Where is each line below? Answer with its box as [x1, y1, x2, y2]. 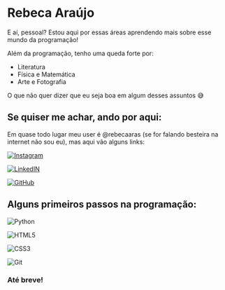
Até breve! [7, 275, 44, 285]
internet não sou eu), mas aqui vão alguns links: [7, 137, 145, 146]
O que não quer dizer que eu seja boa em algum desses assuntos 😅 [7, 91, 204, 99]
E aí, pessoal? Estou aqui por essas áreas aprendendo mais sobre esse [7, 28, 212, 36]
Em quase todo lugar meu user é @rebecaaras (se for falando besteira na [7, 130, 219, 138]
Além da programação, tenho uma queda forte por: [7, 49, 154, 57]
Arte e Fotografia [17, 77, 66, 85]
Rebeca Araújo [7, 5, 95, 21]
